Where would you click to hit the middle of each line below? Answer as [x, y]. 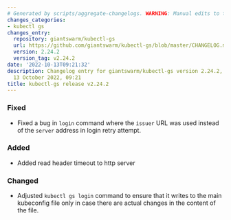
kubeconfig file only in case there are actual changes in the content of [117, 203]
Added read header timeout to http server [76, 163]
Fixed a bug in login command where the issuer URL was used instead [118, 123]
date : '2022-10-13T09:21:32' [49, 65]
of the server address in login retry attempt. [79, 130]
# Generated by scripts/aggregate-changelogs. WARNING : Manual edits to [113, 13]
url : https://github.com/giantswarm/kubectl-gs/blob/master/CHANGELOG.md [121, 45]
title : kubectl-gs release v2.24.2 [58, 84]
